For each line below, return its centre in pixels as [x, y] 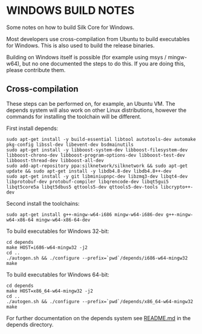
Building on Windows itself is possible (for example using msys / [86, 57]
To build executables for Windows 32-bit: [58, 231]
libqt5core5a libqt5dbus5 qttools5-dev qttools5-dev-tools [82, 187]
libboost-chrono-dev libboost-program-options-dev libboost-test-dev [96, 155]
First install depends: [32, 128]
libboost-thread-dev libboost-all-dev [55, 160]
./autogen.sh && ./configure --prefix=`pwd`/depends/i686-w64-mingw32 [97, 258]
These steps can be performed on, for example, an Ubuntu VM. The [91, 103]
